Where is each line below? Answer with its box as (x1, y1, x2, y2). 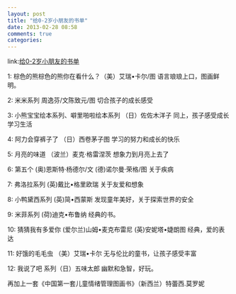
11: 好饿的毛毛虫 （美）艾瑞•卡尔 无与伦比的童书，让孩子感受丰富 (7, 249, 197, 258)
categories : (7, 37, 43, 44)
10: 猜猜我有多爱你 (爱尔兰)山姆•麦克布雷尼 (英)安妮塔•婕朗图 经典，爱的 (7, 225, 219, 234)
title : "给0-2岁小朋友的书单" (7, 17, 89, 24)
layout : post (7, 10, 46, 18)
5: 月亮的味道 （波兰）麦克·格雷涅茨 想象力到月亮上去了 (7, 150, 169, 159)
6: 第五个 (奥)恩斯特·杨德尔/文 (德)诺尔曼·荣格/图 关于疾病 (7, 165, 174, 174)
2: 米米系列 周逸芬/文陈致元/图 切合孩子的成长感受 (7, 96, 154, 105)
